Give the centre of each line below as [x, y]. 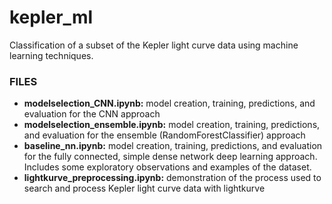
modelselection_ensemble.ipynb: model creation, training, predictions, [172, 125]
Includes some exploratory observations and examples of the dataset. [167, 167]
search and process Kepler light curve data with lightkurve [144, 188]
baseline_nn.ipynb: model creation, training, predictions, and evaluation [173, 146]
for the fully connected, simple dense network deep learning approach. [170, 157]
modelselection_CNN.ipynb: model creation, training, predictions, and [169, 103]
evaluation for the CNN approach [92, 114]
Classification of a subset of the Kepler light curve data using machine [154, 45]
